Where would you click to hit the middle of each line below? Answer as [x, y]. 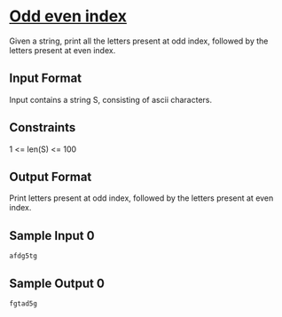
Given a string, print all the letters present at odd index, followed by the [139, 41]
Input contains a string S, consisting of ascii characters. [111, 99]
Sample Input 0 [52, 236]
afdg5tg [23, 256]
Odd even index [68, 16]
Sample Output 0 [57, 283]
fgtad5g [23, 304]
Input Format [46, 79]
